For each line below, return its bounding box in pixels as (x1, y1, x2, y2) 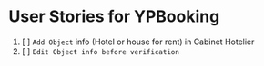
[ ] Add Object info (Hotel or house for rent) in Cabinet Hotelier (21, 36, 255, 47)
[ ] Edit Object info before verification (21, 45, 179, 56)
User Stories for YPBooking (8, 6, 220, 27)
